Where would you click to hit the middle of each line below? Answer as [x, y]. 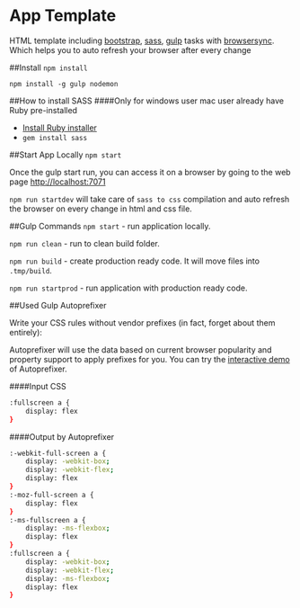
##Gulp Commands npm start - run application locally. [110, 226]
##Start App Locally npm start [66, 155]
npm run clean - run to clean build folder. [84, 243]
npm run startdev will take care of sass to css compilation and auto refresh [150, 199]
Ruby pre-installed [44, 110]
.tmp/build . [31, 270]
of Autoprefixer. [38, 369]
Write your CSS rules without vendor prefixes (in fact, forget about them [142, 322]
